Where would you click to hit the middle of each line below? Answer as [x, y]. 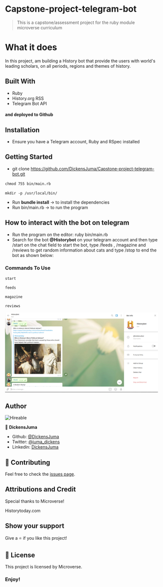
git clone [21, 169]
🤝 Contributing [28, 462]
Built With [20, 81]
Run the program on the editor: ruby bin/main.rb [60, 235]
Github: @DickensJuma [35, 437]
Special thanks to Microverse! [35, 501]
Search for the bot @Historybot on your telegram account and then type [85, 239]
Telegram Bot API [29, 103]
